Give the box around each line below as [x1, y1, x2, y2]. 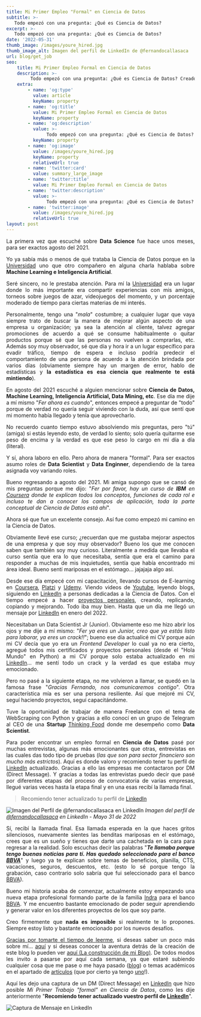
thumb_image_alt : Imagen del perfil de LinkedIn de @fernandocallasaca [6, 48, 188, 54]
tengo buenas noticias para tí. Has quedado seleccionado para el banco [6, 850, 195, 857]
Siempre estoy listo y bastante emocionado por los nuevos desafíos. [6, 924, 175, 932]
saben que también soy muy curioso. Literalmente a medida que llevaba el [6, 546, 195, 553]
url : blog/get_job [6, 53, 52, 59]
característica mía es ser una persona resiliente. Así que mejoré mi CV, [6, 690, 195, 697]
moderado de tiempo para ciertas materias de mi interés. [6, 299, 147, 306]
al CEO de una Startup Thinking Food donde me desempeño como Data [6, 720, 195, 727]
